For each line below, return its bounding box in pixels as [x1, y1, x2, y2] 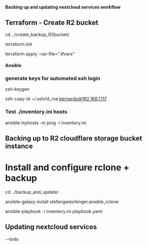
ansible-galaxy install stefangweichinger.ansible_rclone [5, 199, 119, 205]
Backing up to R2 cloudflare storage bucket [5, 134, 143, 142]
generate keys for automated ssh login [5, 75, 101, 82]
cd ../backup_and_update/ [5, 189, 59, 195]
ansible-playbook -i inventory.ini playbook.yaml [5, 208, 103, 214]
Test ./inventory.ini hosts [5, 108, 67, 115]
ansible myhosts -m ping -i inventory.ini [5, 120, 87, 126]
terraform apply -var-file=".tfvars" [5, 51, 75, 57]
